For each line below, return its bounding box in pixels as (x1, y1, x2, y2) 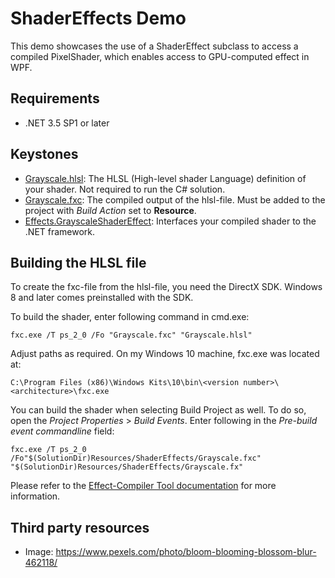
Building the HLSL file (10, 254, 147, 271)
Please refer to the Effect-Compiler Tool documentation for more (10, 480, 277, 492)
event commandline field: (10, 425, 115, 437)
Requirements (10, 90, 100, 107)
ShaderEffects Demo (10, 7, 187, 30)
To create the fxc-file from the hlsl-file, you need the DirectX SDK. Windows (10, 281, 323, 293)
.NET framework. (24, 225, 96, 237)
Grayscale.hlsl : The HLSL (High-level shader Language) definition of (24, 172, 307, 184)
